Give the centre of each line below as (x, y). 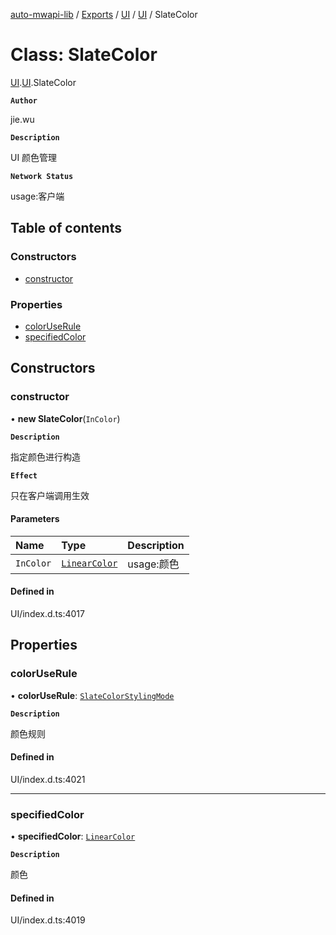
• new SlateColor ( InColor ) (65, 418)
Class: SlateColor (84, 55)
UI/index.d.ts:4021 (48, 779)
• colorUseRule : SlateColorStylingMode (92, 695)
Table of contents (66, 228)
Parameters (35, 519)
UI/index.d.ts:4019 (48, 920)
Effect (24, 475)
